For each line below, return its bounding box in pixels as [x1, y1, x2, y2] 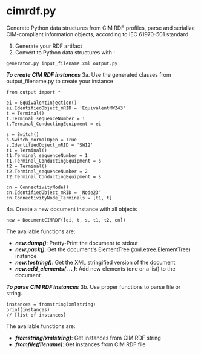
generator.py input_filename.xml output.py [6, 60, 118, 66]
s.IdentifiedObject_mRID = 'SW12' [6, 142, 94, 148]
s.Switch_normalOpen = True [6, 137, 77, 143]
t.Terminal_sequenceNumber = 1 [6, 115, 85, 121]
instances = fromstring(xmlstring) [6, 301, 96, 307]
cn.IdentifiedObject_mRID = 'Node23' [6, 189, 102, 196]
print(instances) [6, 306, 50, 312]
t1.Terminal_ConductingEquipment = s [6, 158, 102, 164]
